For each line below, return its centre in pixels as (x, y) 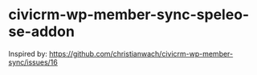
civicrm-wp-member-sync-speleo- (129, 15)
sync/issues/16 (33, 62)
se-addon (41, 32)
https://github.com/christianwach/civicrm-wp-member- (141, 53)
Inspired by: (28, 53)
